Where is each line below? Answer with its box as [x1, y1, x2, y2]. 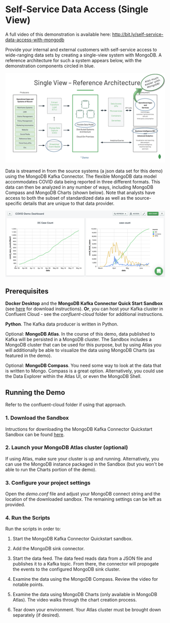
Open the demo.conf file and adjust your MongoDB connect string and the [5, 491, 161, 497]
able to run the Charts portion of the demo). [5, 466, 96, 472]
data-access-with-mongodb [5, 37, 64, 43]
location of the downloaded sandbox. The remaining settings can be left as [5, 496, 162, 502]
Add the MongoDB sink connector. [12, 546, 85, 552]
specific [5, 200, 22, 207]
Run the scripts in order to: [5, 526, 61, 532]
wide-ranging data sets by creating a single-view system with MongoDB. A [5, 52, 162, 58]
